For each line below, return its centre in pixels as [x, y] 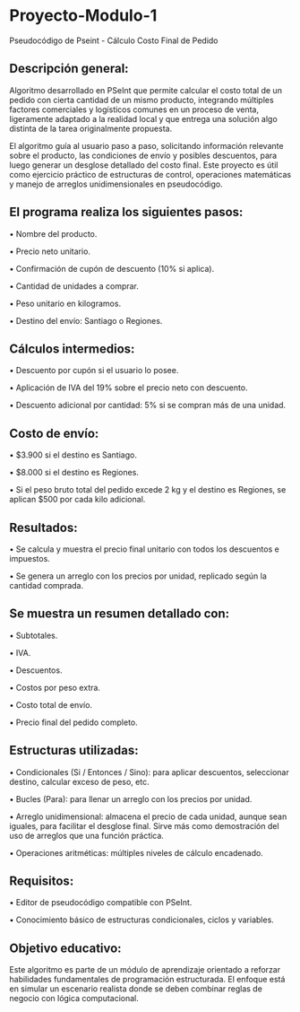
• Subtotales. [34, 635]
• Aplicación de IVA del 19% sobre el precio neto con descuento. [129, 388]
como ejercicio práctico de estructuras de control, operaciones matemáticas [150, 174]
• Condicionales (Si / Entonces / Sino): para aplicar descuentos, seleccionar [149, 772]
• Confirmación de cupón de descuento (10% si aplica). [112, 268]
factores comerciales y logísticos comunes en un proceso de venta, [134, 109]
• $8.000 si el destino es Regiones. [74, 473]
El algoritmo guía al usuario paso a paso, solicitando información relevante [146, 145]
